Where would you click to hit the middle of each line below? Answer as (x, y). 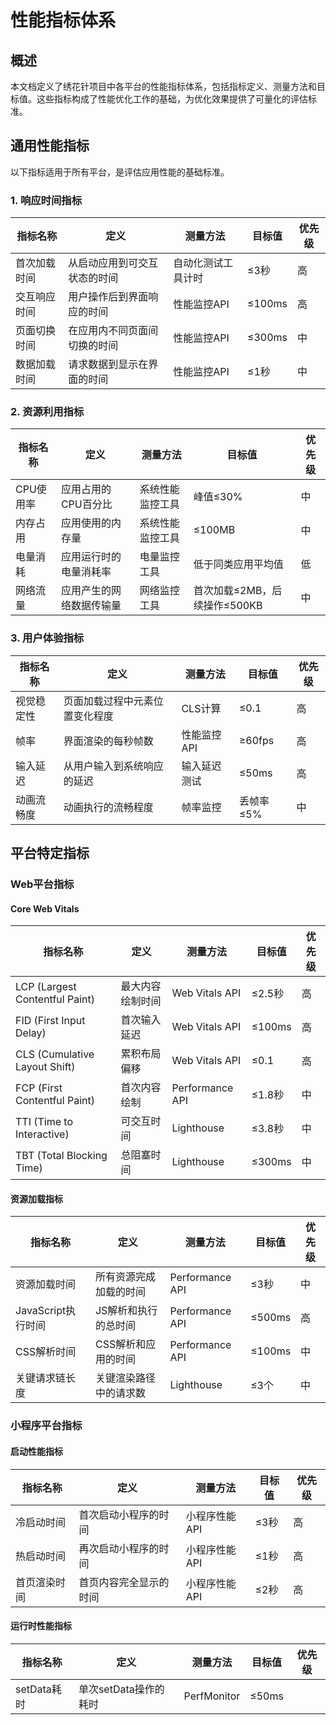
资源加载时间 (46, 1284)
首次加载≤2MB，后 (238, 591)
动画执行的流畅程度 (108, 807)
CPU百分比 (86, 504)
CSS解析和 (120, 1344)
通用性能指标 (50, 146)
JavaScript (41, 1311)
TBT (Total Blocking (61, 1156)
